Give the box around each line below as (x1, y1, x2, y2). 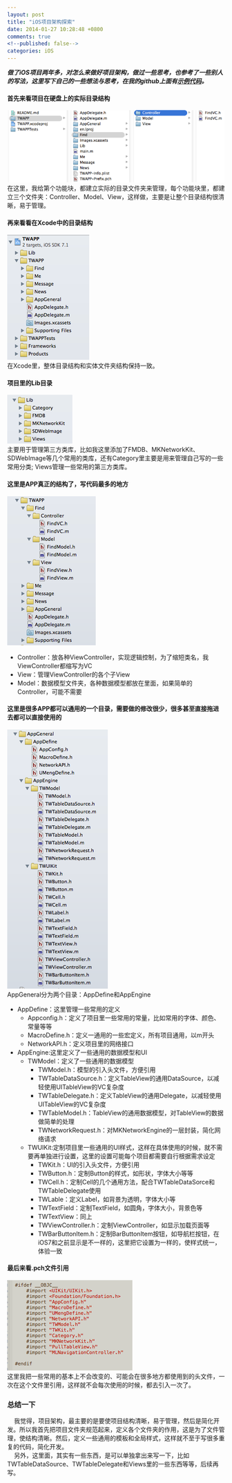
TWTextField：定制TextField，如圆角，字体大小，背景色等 (37, 1203, 203, 1212)
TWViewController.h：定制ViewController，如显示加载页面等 (37, 1220, 210, 1229)
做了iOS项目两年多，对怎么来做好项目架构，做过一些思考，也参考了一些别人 (7, 68, 223, 76)
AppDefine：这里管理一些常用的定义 (17, 1005, 121, 1013)
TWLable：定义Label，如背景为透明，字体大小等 (37, 1195, 176, 1203)
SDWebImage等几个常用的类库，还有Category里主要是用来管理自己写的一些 (7, 454, 224, 462)
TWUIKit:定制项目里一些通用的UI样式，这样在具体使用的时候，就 (27, 1143, 211, 1151)
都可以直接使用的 (12, 713, 62, 721)
